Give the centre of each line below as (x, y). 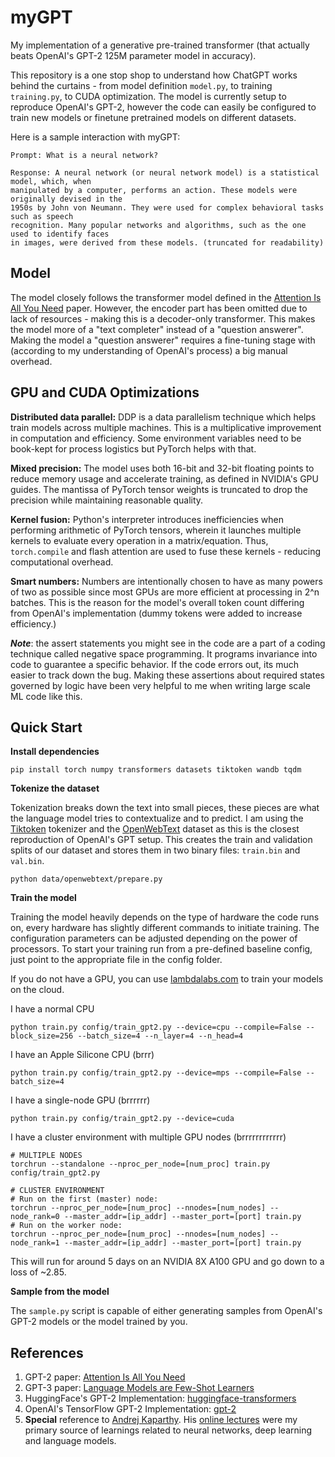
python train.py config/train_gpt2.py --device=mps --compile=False (156, 1073)
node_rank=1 (35, 1243)
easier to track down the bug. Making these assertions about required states (167, 675)
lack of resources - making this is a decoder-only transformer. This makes (163, 318)
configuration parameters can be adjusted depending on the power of (154, 938)
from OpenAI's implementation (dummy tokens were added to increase (156, 613)
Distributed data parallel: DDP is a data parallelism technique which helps (163, 417)
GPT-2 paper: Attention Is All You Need (105, 1377)
